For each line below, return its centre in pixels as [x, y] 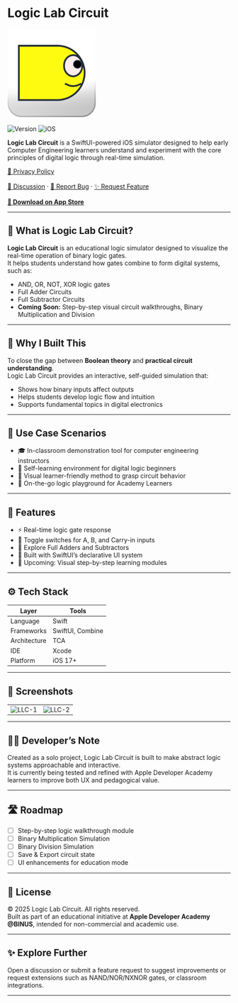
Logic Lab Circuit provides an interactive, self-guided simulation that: [108, 375]
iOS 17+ [65, 660]
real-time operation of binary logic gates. [67, 255]
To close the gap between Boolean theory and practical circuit [100, 360]
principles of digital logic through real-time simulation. [86, 157]
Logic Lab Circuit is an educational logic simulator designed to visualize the [118, 248]
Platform [23, 660]
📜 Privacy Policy [31, 171]
